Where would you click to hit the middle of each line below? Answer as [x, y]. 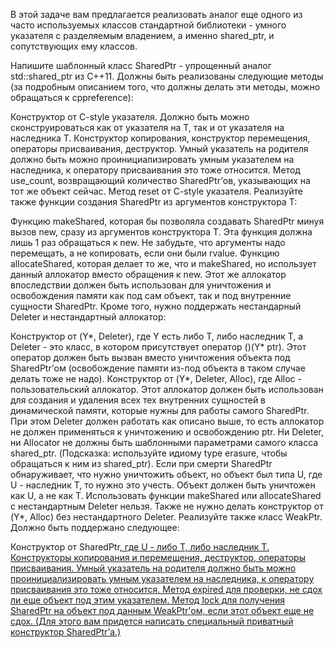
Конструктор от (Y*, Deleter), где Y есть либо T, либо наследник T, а [157, 336]
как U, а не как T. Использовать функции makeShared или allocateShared [166, 495]
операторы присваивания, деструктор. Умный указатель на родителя [159, 148]
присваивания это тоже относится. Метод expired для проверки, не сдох [166, 589]
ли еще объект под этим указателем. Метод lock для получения [147, 600]
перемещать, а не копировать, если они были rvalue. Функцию [145, 253]
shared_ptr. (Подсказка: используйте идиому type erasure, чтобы [149, 453]
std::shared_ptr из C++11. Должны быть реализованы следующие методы [167, 76]
